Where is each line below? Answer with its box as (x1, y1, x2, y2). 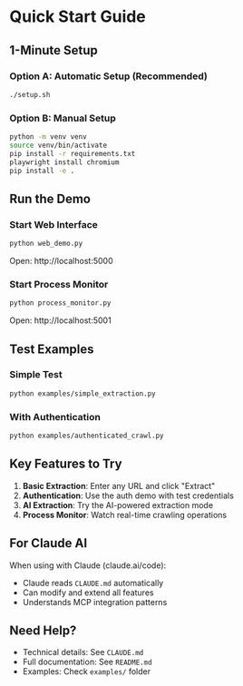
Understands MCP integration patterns (22, 596, 168, 607)
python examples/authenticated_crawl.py (9, 431, 165, 441)
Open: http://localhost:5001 (9, 315, 112, 326)
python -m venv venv (9, 132, 88, 142)
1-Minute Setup (9, 43, 98, 58)
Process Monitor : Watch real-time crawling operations (22, 509, 228, 520)
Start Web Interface (9, 218, 98, 230)
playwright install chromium (9, 157, 120, 167)
